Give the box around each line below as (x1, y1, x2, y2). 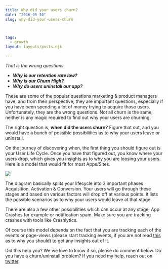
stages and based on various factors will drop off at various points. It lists (5, 191, 158, 197)
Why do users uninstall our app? (12, 83, 83, 89)
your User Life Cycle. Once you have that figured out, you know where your (5, 150, 163, 156)
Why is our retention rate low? (12, 72, 77, 79)
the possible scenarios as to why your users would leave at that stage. (5, 197, 152, 203)
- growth (10, 40, 28, 45)
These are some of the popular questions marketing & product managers (5, 93, 157, 99)
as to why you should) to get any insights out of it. (5, 238, 110, 244)
